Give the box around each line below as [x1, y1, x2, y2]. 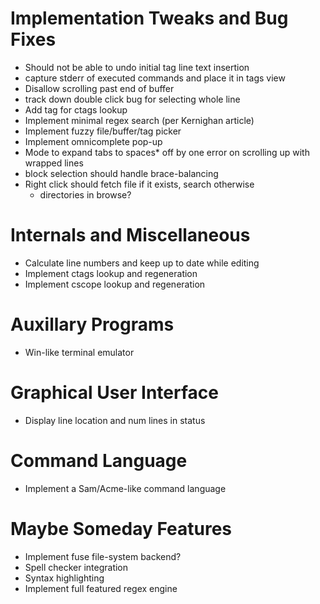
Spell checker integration [24, 561, 129, 573]
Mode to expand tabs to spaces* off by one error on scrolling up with [24, 146, 310, 158]
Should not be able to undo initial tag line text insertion [24, 61, 250, 73]
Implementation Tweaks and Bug [10, 7, 289, 30]
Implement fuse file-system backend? [24, 550, 182, 562]
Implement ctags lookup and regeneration [24, 267, 198, 279]
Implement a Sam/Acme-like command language [24, 482, 227, 494]
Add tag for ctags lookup [24, 103, 128, 116]
